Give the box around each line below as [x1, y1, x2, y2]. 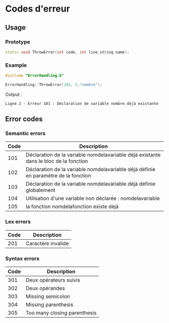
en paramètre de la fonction [26, 172, 92, 179]
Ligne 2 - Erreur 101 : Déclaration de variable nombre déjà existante [5, 101, 158, 106]
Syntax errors [5, 255, 40, 262]
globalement [26, 187, 55, 194]
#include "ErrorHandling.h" [5, 73, 64, 78]
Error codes [5, 115, 43, 124]
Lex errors [5, 218, 31, 225]
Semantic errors [5, 130, 46, 137]
